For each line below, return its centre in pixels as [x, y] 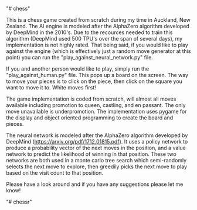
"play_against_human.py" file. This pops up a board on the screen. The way [97, 75]
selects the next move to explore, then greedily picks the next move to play [97, 166]
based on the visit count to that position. [55, 173]
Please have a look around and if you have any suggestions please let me [95, 184]
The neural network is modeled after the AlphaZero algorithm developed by [97, 135]
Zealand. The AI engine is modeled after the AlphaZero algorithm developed [98, 26]
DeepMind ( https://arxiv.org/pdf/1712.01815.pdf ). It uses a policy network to [97, 141]
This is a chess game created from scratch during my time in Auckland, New [98, 20]
